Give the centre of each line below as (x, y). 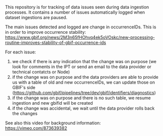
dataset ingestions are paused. (36, 17)
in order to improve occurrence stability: (46, 32)
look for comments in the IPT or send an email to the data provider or (82, 67)
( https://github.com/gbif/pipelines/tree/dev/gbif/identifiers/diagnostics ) (84, 93)
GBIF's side (24, 87)
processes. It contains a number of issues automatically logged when (75, 12)
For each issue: (21, 52)
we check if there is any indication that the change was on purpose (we (84, 61)
